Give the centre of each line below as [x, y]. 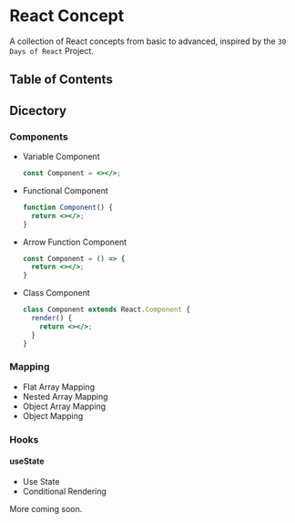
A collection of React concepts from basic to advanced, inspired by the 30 [148, 41]
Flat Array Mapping [59, 387]
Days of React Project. [51, 50]
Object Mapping [53, 415]
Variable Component [61, 157]
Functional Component [66, 190]
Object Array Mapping [64, 406]
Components [39, 136]
